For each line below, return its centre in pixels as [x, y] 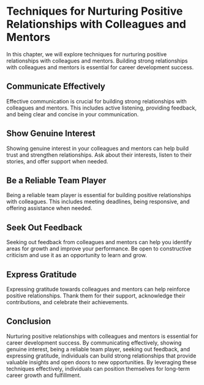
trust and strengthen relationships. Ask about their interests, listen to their [99, 155]
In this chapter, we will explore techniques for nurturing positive [87, 54]
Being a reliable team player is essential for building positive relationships [99, 195]
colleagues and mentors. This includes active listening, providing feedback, [102, 108]
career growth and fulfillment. [44, 375]
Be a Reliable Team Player [56, 180]
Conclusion [29, 322]
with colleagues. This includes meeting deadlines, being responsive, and [98, 202]
